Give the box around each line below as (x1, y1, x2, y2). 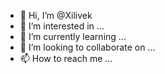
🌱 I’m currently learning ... (19, 31, 127, 42)
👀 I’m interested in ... (19, 20, 105, 32)
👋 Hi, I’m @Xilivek (19, 10, 93, 21)
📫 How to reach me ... (19, 53, 113, 64)
